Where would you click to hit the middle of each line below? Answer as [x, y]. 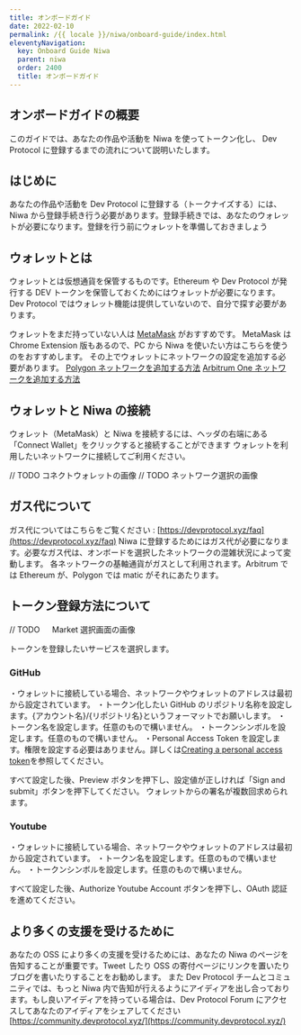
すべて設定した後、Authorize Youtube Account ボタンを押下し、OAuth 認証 [148, 889]
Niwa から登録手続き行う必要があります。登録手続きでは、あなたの [133, 215]
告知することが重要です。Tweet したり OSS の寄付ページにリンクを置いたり [150, 966]
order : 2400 [40, 68]
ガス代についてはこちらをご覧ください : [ [85, 530]
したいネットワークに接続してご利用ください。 [103, 456]
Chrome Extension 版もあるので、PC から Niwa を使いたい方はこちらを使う [149, 345]
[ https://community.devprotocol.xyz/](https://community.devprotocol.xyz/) [148, 1021]
